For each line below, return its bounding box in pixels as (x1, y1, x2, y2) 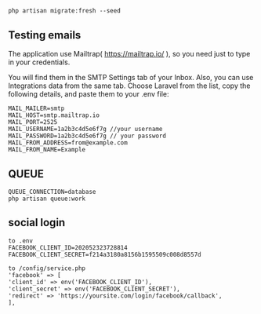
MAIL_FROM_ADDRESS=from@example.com (8, 139, 128, 147)
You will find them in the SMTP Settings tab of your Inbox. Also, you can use (8, 73, 254, 82)
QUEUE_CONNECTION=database (8, 188, 96, 196)
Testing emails (8, 28, 82, 42)
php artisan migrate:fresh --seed (8, 7, 121, 15)
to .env (8, 236, 34, 245)
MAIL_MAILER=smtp (8, 104, 65, 113)
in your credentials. (8, 57, 71, 67)
